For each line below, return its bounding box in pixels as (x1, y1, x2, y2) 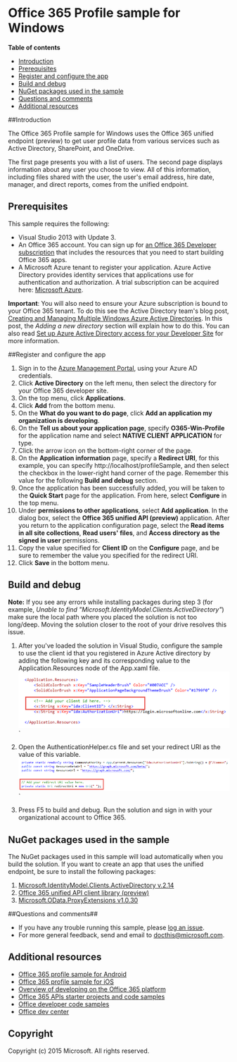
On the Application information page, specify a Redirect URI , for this (18, 453, 219, 462)
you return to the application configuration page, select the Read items (18, 521, 224, 529)
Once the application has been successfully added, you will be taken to (18, 483, 225, 492)
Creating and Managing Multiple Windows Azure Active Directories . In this (8, 314, 223, 322)
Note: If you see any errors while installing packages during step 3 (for (8, 598, 213, 606)
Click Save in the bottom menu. (18, 558, 110, 567)
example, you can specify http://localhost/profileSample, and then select (18, 461, 229, 469)
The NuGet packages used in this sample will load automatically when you (8, 852, 224, 860)
